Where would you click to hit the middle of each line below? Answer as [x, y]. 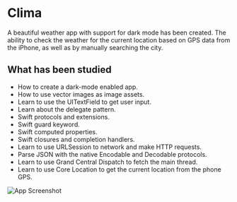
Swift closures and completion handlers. [76, 139]
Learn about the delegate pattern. [67, 109]
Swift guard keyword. [48, 124]
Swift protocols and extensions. [63, 117]
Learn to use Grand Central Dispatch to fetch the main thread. [108, 162]
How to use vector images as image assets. [81, 94]
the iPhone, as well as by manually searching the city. [85, 47]
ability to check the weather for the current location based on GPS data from [119, 40]
